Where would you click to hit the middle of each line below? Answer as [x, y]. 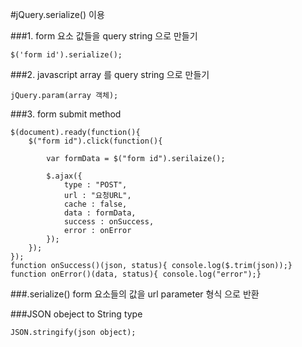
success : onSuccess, [109, 222]
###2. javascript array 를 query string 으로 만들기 [110, 74]
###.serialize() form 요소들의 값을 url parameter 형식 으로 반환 [135, 294]
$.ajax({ [64, 176]
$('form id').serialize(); [66, 55]
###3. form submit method [66, 114]
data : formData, [100, 213]
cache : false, [95, 204]
